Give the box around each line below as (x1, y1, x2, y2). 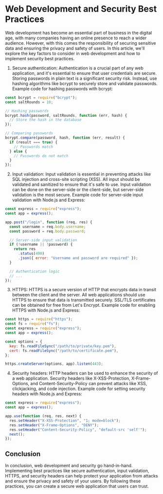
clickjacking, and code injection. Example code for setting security (12, 386, 145, 392)
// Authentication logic (9, 269, 60, 274)
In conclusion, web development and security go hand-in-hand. (5, 463, 133, 469)
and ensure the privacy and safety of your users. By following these (5, 478, 141, 484)
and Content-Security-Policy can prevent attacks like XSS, (30, 381, 147, 387)
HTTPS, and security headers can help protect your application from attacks (5, 473, 158, 479)
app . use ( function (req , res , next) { (5, 414, 82, 419)
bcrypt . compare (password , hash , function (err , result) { (5, 135, 125, 141)
